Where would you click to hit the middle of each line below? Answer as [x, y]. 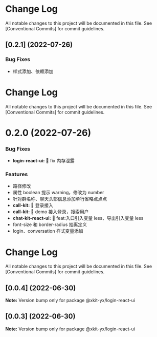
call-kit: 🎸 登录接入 [33, 205]
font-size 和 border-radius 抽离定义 [50, 224]
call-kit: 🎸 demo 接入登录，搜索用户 [51, 212]
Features [17, 174]
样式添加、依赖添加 [33, 71]
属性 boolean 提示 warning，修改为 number [58, 193]
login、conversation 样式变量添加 [48, 231]
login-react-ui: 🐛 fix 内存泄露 [44, 161]
